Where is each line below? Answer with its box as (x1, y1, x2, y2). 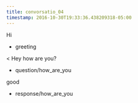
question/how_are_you (15, 66, 72, 73)
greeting (15, 43, 36, 50)
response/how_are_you (15, 90, 74, 97)
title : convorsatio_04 (6, 8, 64, 15)
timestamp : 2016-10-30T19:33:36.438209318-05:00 (6, 15, 132, 21)
